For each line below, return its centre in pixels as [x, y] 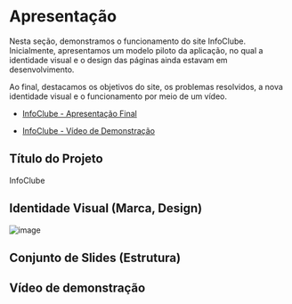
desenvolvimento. [42, 70]
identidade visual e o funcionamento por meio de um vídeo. [118, 96]
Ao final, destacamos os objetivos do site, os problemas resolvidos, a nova [146, 86]
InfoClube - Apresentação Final [80, 113]
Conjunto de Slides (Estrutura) [95, 257]
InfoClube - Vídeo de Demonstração [89, 130]
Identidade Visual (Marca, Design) [106, 208]
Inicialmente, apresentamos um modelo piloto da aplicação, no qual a [136, 50]
